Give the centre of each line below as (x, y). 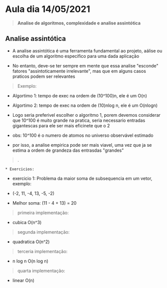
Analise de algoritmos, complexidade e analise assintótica (79, 23)
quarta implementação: (41, 271)
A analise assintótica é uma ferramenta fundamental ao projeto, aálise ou (87, 50)
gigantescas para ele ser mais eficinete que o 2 (61, 125)
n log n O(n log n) (30, 261)
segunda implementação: (43, 232)
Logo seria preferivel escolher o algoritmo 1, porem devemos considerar (86, 115)
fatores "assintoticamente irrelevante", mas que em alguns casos (79, 71)
